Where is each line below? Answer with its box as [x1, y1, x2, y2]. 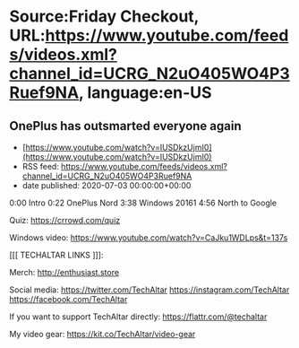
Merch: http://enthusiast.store [9, 267, 119, 277]
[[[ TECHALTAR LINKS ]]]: [9, 249, 104, 260]
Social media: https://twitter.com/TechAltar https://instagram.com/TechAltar [9, 284, 290, 295]
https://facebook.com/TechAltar [9, 294, 128, 304]
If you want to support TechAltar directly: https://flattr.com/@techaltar [9, 311, 268, 322]
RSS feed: [21, 161, 60, 171]
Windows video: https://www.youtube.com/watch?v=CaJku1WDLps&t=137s [9, 232, 288, 243]
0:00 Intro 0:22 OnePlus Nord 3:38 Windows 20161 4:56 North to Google [9, 197, 278, 208]
